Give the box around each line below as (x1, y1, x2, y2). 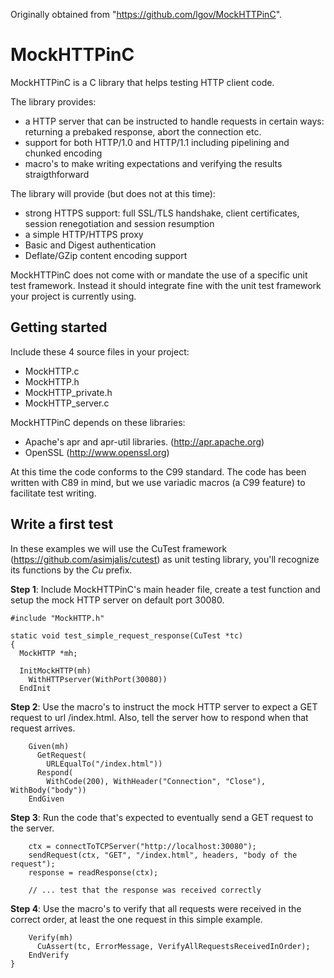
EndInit (19, 683, 52, 693)
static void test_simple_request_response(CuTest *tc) (10, 630, 244, 641)
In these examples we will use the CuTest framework (10, 542, 228, 554)
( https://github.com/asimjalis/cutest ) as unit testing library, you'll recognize (10, 553, 320, 565)
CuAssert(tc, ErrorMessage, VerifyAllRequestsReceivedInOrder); (36, 941, 311, 951)
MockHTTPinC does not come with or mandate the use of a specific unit (10, 269, 308, 281)
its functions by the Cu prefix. (10, 564, 133, 576)
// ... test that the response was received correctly (28, 885, 262, 895)
